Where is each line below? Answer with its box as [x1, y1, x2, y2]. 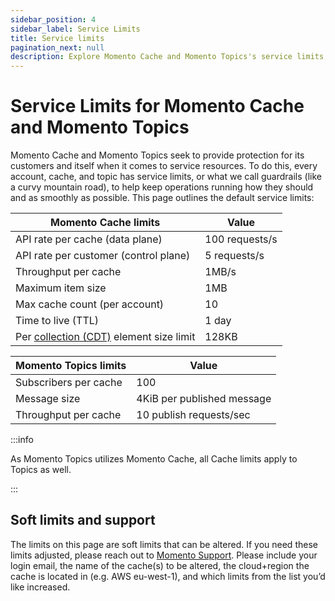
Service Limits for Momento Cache [10, 95, 305, 118]
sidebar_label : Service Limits [10, 24, 141, 34]
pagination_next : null [10, 42, 105, 53]
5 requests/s [204, 249, 265, 263]
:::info [10, 434, 34, 446]
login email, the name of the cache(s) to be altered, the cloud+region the [10, 559, 310, 571]
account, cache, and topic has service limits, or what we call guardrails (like [10, 171, 322, 183]
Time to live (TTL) [15, 314, 100, 328]
